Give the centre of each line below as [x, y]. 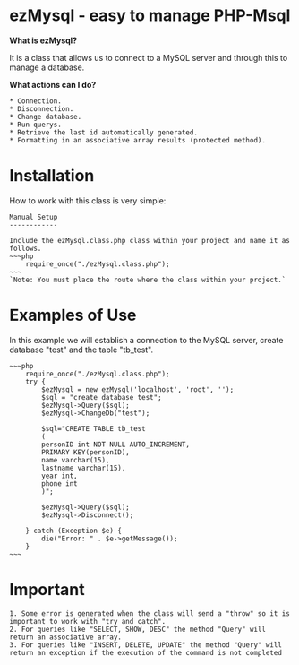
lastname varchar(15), [84, 468]
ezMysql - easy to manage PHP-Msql [150, 16]
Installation [52, 176]
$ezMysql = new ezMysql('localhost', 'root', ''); [138, 389]
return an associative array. [66, 637]
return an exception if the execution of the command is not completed [145, 652]
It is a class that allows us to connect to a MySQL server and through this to [149, 57]
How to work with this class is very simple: [88, 200]
